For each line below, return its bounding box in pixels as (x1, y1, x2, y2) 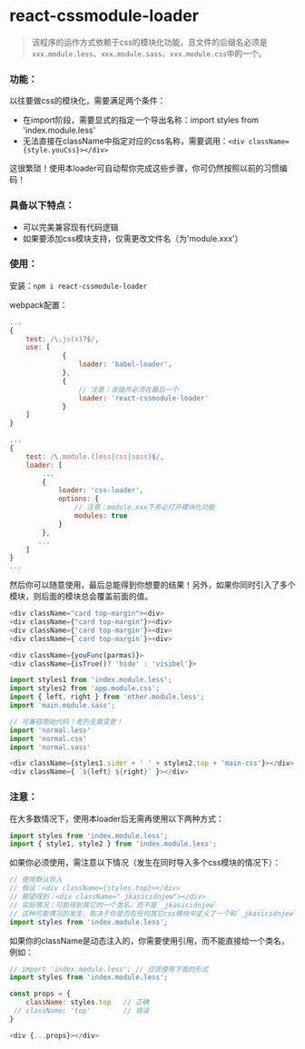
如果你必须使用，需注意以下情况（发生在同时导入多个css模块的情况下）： (9, 857, 281, 868)
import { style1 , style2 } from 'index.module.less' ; (9, 839, 218, 849)
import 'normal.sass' (9, 742, 92, 752)
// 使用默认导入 (9, 876, 63, 885)
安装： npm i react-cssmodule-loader (9, 280, 148, 291)
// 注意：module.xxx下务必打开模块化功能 (74, 503, 216, 512)
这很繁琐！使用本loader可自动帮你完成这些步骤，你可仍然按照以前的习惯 (9, 163, 280, 173)
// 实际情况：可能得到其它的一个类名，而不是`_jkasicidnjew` (9, 900, 218, 909)
